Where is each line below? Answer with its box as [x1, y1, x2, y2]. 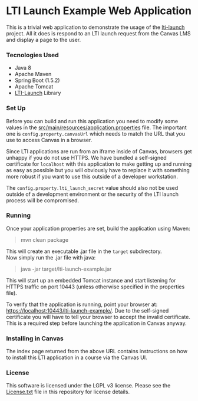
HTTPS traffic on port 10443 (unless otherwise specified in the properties [6, 283, 185, 290]
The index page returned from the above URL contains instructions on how [6, 348, 187, 355]
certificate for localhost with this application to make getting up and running [6, 160, 192, 167]
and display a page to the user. [6, 36, 81, 43]
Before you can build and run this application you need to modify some [6, 117, 179, 124]
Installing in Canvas [6, 334, 64, 343]
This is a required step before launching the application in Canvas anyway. [6, 320, 187, 327]
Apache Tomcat [14, 83, 54, 90]
